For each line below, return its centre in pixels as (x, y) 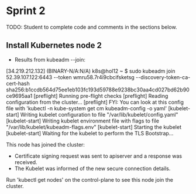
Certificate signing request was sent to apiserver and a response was (98, 156)
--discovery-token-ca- (163, 77)
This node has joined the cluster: (45, 144)
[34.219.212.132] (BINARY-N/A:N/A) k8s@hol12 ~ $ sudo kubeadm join (91, 71)
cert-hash (18, 83)
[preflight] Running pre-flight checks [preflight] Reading (101, 96)
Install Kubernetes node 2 (54, 45)
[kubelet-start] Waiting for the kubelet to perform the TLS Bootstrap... (90, 133)
